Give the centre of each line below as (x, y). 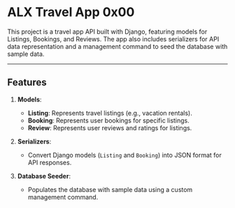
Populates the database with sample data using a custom (110, 189)
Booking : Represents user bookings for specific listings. (109, 120)
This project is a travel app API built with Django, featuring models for (107, 32)
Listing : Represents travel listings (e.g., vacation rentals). (110, 113)
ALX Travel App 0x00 (71, 12)
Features (27, 82)
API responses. (50, 162)
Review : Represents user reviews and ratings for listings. (110, 127)
